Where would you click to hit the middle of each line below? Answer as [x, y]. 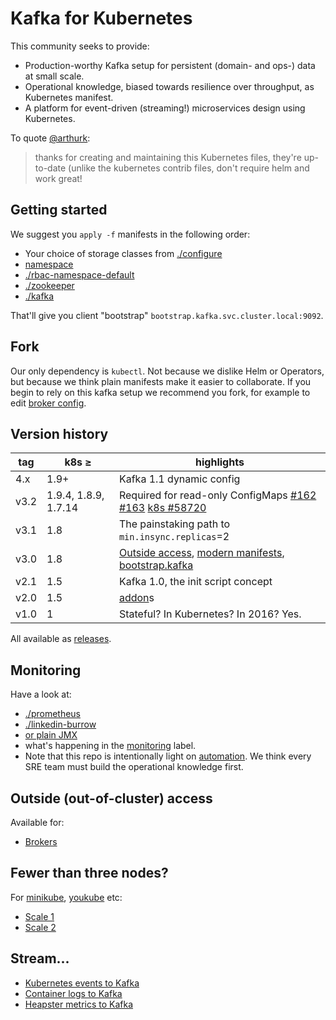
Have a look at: [41, 694]
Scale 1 [39, 916]
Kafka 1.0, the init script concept [195, 582]
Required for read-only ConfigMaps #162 [217, 495]
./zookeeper [49, 285]
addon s [136, 598]
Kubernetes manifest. [69, 97]
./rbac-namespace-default [79, 274]
